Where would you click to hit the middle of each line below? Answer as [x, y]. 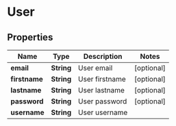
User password [102, 101]
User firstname [102, 79]
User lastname [101, 90]
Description [103, 56]
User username [103, 112]
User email [95, 68]
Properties [30, 37]
